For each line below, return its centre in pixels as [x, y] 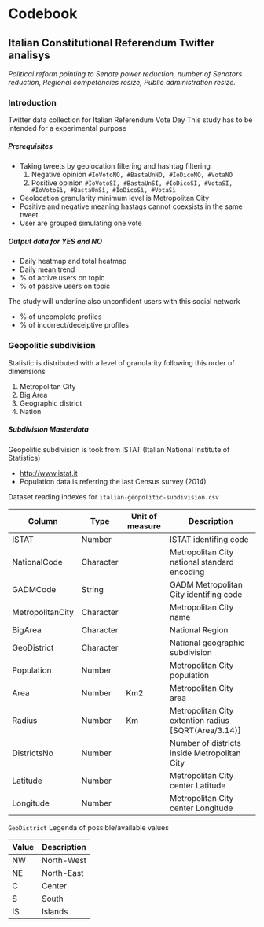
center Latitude [198, 785]
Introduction [32, 102]
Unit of [144, 516]
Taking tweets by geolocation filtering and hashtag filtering [115, 166]
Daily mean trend [47, 269]
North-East [63, 873]
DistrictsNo [33, 753]
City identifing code [206, 594]
